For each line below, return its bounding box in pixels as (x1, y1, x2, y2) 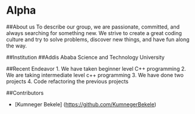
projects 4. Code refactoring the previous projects (6, 78, 129, 85)
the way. (6, 42, 27, 49)
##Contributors (6, 89, 44, 96)
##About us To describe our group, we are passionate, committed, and (6, 23, 180, 30)
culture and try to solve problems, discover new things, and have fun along (6, 36, 190, 43)
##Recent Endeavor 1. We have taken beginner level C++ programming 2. (6, 65, 186, 72)
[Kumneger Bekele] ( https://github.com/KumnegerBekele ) (14, 100, 156, 107)
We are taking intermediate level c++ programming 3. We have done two (6, 71, 184, 78)
